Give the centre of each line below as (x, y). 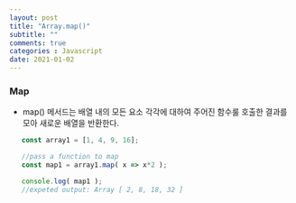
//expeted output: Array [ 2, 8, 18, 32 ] (102, 189)
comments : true (38, 43)
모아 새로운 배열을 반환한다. (71, 124)
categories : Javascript (56, 51)
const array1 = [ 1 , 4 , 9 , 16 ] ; (80, 141)
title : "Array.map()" (50, 26)
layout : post (34, 18)
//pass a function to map (70, 157)
